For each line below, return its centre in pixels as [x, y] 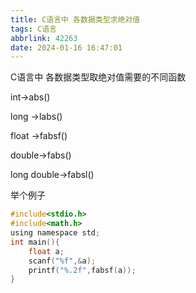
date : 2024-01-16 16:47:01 [66, 47]
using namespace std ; [55, 233]
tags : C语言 [33, 29]
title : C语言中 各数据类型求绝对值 [75, 19]
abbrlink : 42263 [44, 38]
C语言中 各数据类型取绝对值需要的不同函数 [98, 77]
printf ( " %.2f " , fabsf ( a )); [82, 270]
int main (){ [35, 242]
